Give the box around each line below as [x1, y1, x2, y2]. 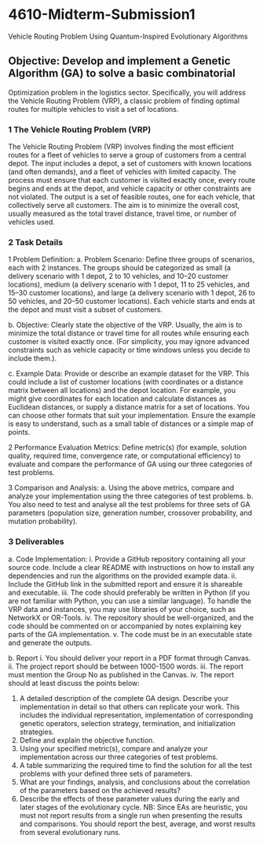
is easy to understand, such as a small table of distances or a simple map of [8, 419, 254, 428]
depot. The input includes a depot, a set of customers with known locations [8, 159, 253, 169]
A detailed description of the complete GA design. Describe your [19, 693, 229, 702]
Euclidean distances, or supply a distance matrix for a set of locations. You [8, 402, 250, 412]
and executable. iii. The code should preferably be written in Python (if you [8, 587, 250, 597]
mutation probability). [8, 517, 78, 526]
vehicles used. [8, 217, 55, 227]
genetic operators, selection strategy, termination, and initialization [19, 718, 236, 728]
